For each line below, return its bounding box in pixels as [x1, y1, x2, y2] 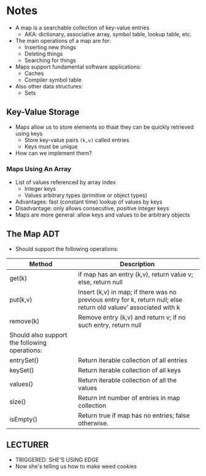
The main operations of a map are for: [15, 37, 112, 44]
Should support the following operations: [15, 245, 118, 252]
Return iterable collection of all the [78, 375, 177, 384]
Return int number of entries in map [78, 393, 180, 402]
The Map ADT [6, 229, 60, 239]
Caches [24, 69, 44, 77]
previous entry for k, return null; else [78, 295, 183, 304]
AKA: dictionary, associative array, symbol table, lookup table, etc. [24, 30, 192, 37]
